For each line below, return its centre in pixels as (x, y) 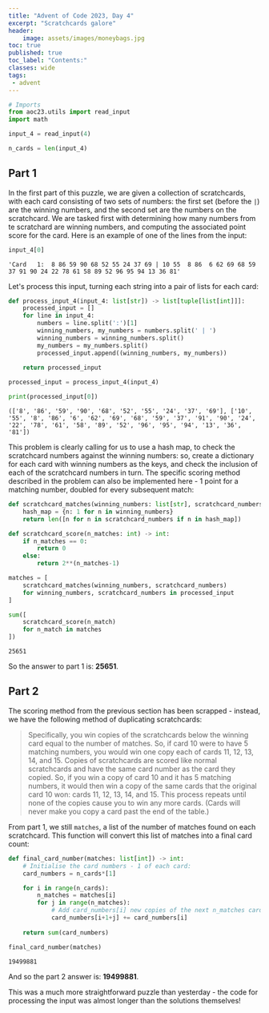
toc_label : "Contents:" (48, 61)
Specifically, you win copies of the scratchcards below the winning (138, 734)
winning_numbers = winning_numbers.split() (110, 338)
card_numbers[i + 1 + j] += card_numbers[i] (119, 918)
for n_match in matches (62, 629)
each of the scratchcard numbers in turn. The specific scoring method (124, 472)
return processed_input (62, 368)
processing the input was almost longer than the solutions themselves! (125, 1000)
